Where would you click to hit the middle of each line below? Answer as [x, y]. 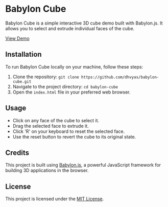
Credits [17, 153]
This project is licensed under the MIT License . [55, 199]
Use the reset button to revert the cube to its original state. [74, 136]
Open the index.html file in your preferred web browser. [72, 92]
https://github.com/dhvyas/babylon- [120, 77]
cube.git [22, 82]
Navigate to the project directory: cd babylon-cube [65, 86]
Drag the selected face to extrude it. [51, 126]
